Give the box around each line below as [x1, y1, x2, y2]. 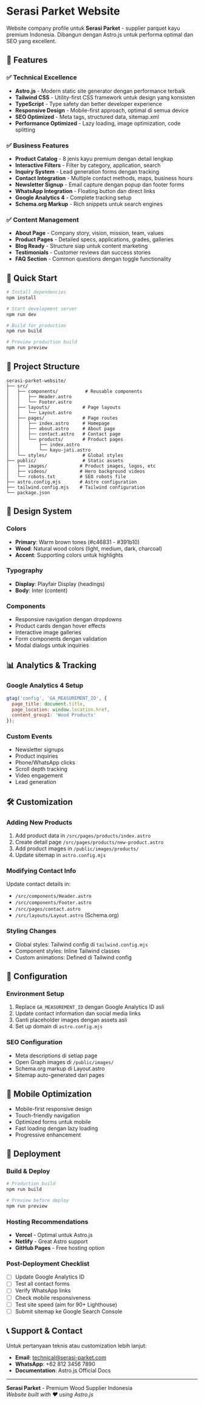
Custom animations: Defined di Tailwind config [15, 953, 132, 961]
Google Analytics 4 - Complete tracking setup [15, 194, 132, 201]
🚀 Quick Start [6, 273, 58, 283]
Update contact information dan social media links [15, 1010, 141, 1017]
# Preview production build [6, 339, 78, 345]
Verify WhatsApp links [15, 1287, 71, 1294]
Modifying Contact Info [6, 867, 76, 875]
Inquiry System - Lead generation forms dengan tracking [15, 168, 160, 175]
